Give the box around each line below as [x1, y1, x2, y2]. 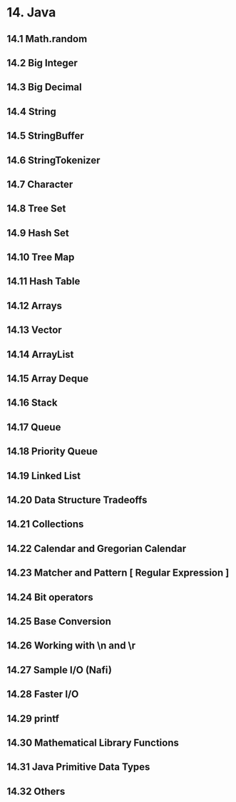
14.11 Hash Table [6, 276, 81, 288]
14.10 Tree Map [6, 251, 75, 264]
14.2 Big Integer [6, 56, 78, 69]
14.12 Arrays [6, 299, 62, 311]
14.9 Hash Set [6, 226, 69, 239]
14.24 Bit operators [6, 591, 93, 603]
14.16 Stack [6, 397, 58, 409]
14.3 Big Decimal [6, 81, 83, 94]
